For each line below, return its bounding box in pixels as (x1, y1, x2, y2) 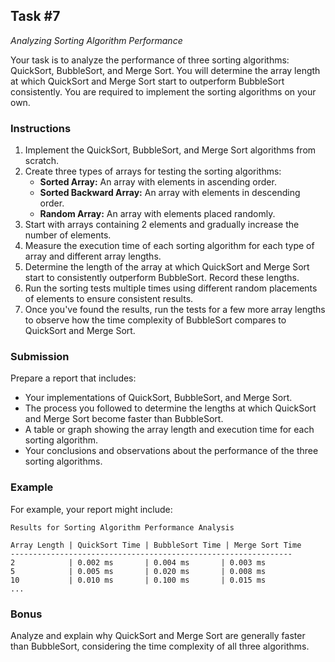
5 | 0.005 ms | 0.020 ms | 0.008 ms (10, 566, 267, 576)
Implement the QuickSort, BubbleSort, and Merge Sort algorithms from (24, 144, 317, 156)
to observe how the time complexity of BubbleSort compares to (24, 314, 287, 326)
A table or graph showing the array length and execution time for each (24, 424, 315, 436)
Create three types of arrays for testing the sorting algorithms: (24, 165, 282, 178)
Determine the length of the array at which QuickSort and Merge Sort (24, 261, 310, 273)
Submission (10, 350, 70, 364)
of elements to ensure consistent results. (24, 293, 194, 305)
